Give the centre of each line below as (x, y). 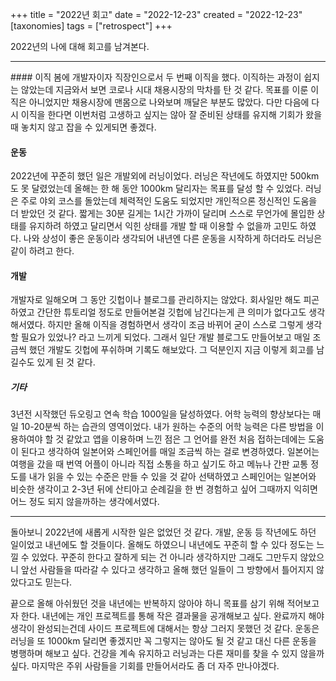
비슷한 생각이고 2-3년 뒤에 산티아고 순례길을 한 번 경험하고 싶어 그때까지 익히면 (164, 489)
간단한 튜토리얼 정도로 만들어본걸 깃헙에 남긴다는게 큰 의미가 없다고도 (171, 312)
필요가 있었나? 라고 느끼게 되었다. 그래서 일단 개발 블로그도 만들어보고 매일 (165, 337)
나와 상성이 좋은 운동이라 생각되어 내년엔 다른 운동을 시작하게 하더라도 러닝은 (173, 239)
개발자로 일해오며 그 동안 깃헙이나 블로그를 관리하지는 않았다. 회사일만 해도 (156, 300)
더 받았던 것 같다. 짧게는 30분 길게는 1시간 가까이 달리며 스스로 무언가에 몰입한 (162, 214)
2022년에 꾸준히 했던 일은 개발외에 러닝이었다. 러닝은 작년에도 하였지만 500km (165, 176)
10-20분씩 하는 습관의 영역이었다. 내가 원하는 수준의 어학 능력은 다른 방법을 (167, 427)
